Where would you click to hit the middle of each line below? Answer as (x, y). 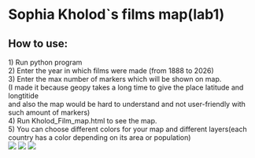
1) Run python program (45, 62)
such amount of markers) (49, 112)
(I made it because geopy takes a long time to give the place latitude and (126, 87)
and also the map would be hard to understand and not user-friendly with (127, 104)
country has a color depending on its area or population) (100, 138)
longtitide (24, 96)
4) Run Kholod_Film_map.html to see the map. (83, 121)
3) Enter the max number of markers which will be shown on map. (115, 79)
